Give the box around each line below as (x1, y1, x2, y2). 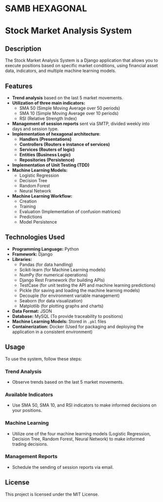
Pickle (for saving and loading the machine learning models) (19, 287, 140, 293)
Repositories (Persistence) (19, 157, 75, 163)
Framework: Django (12, 251, 53, 257)
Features (5, 82, 33, 90)
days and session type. (12, 126, 59, 131)
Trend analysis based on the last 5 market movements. (12, 95, 123, 100)
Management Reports (5, 453, 57, 460)
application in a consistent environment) (12, 329, 93, 335)
